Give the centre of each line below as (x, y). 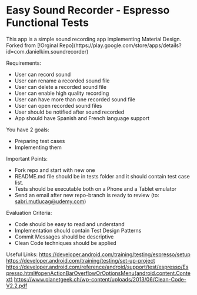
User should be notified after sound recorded (69, 112)
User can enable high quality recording (62, 93)
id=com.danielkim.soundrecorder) (47, 51)
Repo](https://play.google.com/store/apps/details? (120, 45)
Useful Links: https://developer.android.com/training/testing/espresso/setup (98, 254)
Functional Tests (48, 23)
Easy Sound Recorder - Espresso (88, 10)
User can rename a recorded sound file (62, 81)
